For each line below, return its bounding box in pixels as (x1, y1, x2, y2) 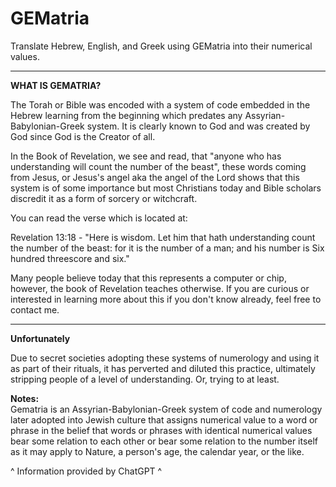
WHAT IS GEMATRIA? (10, 79, 102, 91)
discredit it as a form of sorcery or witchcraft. (10, 192, 198, 204)
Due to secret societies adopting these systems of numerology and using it (10, 352, 320, 364)
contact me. (10, 303, 60, 316)
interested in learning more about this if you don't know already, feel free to (10, 293, 322, 305)
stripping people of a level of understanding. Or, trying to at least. (10, 373, 280, 385)
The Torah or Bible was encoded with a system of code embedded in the (10, 98, 311, 111)
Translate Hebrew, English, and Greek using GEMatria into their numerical (10, 40, 313, 52)
